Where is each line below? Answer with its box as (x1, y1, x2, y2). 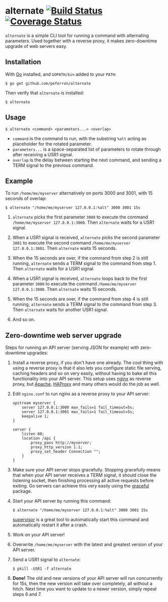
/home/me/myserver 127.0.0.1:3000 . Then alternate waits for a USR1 (12, 219, 154, 225)
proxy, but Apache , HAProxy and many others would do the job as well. (12, 381, 160, 387)
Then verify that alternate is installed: (5, 90, 85, 96)
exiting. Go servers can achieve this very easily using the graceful (12, 483, 149, 489)
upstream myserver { (12, 401, 56, 406)
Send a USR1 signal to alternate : (12, 557, 81, 563)
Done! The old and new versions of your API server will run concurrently (12, 575, 163, 581)
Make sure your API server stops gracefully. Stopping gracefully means (12, 467, 161, 473)
